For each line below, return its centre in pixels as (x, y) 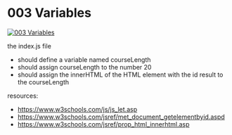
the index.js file (29, 46)
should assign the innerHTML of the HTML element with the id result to (120, 75)
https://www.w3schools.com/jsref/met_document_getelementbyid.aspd (121, 117)
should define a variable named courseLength (84, 59)
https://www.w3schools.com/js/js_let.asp (77, 109)
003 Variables (49, 13)
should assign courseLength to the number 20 (84, 67)
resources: (23, 96)
